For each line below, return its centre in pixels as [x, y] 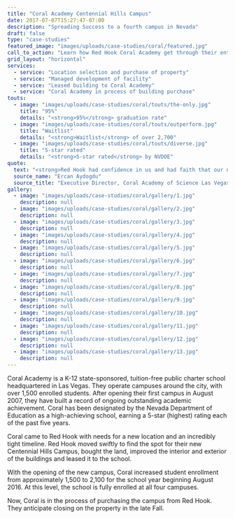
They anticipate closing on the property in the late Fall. [86, 508]
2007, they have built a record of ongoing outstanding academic [100, 400]
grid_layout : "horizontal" [47, 59]
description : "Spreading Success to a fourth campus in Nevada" [103, 27]
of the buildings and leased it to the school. [70, 458]
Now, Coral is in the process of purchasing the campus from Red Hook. [110, 500]
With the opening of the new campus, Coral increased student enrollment [113, 472]
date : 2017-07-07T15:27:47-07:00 [56, 20]
